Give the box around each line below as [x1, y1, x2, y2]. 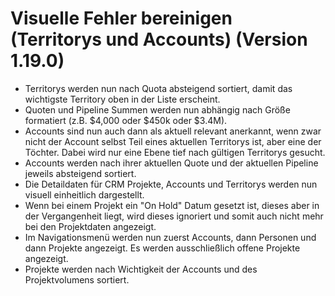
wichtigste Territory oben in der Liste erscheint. [24, 93, 221, 105]
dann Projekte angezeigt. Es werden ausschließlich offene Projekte [24, 242, 301, 254]
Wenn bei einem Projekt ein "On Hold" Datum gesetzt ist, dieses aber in [24, 199, 320, 211]
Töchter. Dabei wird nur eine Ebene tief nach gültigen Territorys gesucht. [24, 146, 326, 158]
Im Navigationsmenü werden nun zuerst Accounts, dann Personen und [24, 231, 317, 243]
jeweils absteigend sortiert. [24, 167, 137, 179]
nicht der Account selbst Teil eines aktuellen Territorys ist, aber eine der [24, 135, 322, 147]
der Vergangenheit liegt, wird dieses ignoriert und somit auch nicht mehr [24, 210, 324, 222]
